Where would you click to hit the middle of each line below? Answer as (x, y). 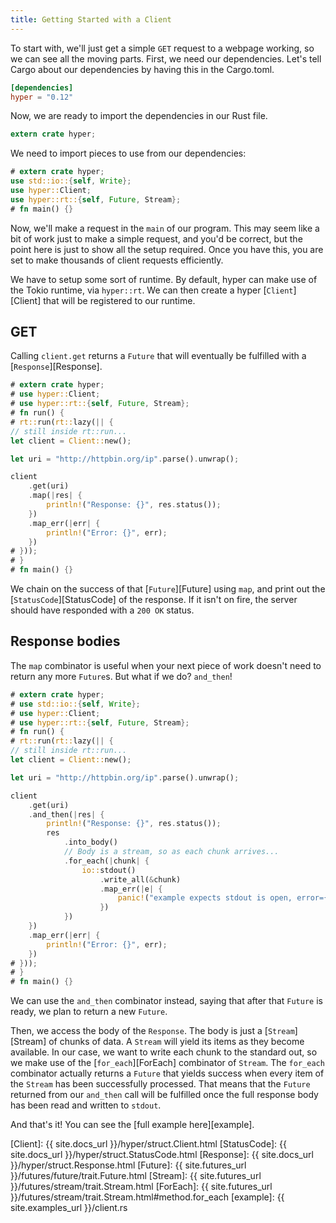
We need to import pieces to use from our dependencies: (128, 153)
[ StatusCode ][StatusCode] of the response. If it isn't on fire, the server (154, 600)
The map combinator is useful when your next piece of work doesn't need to (166, 665)
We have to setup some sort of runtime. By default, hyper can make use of (164, 279)
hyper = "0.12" (42, 97)
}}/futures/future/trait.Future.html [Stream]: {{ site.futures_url (136, 1176)
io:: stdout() (109, 870)
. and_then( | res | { (66, 814)
